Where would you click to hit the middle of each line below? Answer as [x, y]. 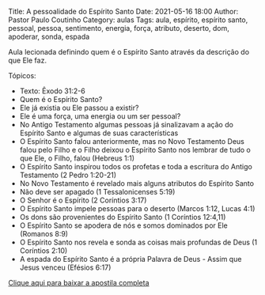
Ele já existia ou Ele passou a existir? [79, 108]
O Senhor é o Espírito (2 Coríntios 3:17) [83, 200]
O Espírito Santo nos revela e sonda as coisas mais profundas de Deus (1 [138, 242]
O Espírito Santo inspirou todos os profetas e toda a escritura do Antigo [136, 166]
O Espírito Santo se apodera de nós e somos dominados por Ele [123, 225]
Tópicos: [23, 76]
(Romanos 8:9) [44, 234]
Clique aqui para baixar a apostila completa [79, 283]
